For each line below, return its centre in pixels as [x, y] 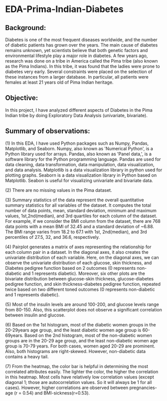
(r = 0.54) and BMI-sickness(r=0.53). [52, 393]
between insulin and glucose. [35, 315]
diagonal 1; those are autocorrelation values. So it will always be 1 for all [79, 382]
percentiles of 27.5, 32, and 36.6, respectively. [53, 237]
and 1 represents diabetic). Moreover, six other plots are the [84, 273]
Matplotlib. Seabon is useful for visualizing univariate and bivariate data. [79, 180]
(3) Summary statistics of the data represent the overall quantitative [75, 200]
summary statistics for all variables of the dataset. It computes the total [78, 205]
